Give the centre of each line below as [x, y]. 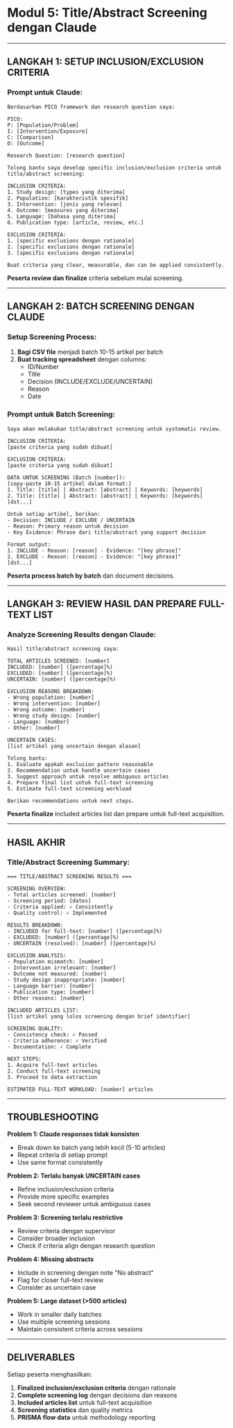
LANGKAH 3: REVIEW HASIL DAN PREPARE [102, 604]
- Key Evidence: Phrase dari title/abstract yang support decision [107, 532]
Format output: [29, 544]
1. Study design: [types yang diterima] [67, 192]
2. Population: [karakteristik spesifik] [68, 198]
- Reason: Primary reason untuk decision [68, 526]
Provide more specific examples [63, 1196]
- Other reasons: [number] [46, 998]
